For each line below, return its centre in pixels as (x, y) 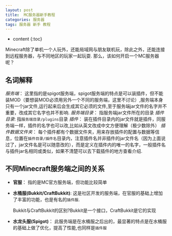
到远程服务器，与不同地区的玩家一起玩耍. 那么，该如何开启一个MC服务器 (82, 56)
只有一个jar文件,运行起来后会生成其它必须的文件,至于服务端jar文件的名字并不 (86, 106)
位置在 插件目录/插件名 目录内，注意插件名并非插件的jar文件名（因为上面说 (90, 139)
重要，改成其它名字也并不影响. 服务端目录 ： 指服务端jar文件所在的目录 (80, 113)
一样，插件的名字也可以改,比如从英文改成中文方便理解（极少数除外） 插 (90, 126)
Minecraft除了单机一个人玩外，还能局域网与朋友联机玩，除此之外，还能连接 (85, 50)
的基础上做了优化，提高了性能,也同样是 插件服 (60, 228)
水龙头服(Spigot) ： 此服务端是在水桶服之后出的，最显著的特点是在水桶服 (90, 221)
